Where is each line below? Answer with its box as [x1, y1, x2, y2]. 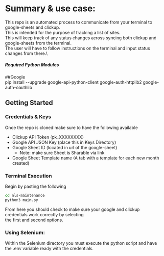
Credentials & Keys [5, 113, 51, 120]
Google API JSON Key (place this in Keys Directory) [12, 139, 117, 145]
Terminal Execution [5, 172, 52, 179]
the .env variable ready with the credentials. [5, 245, 94, 251]
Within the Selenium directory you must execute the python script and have [5, 240, 157, 246]
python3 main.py [5, 197, 38, 203]
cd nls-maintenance [5, 193, 45, 198]
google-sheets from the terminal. [5, 40, 72, 46]
